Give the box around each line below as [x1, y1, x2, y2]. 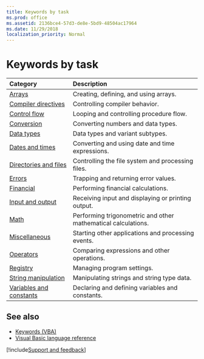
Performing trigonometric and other [72, 211, 174, 220]
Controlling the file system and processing [72, 157, 194, 165]
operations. [72, 254, 105, 262]
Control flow [9, 110, 44, 118]
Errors [9, 174, 27, 183]
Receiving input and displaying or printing [72, 194, 191, 202]
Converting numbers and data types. [72, 120, 177, 128]
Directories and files [9, 160, 67, 169]
